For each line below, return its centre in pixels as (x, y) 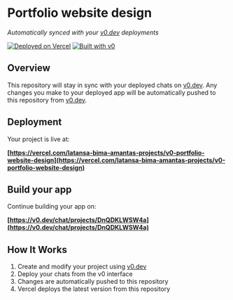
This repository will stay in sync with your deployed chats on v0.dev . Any (112, 85)
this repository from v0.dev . (47, 100)
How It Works (37, 250)
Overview (29, 68)
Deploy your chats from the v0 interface (75, 274)
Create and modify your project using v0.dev (82, 267)
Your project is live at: (38, 139)
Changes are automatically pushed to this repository (93, 282)
